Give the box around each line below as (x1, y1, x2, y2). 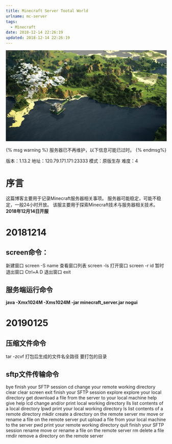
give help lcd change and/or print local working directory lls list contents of (6, 400, 164, 407)
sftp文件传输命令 (6, 370, 59, 378)
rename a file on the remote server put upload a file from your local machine (6, 416, 166, 422)
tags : (6, 19, 17, 24)
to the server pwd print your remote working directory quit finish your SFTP (6, 422, 164, 428)
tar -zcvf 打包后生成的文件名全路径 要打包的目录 (6, 353, 107, 360)
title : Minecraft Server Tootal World (6, 8, 88, 13)
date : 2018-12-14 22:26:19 (6, 30, 63, 35)
